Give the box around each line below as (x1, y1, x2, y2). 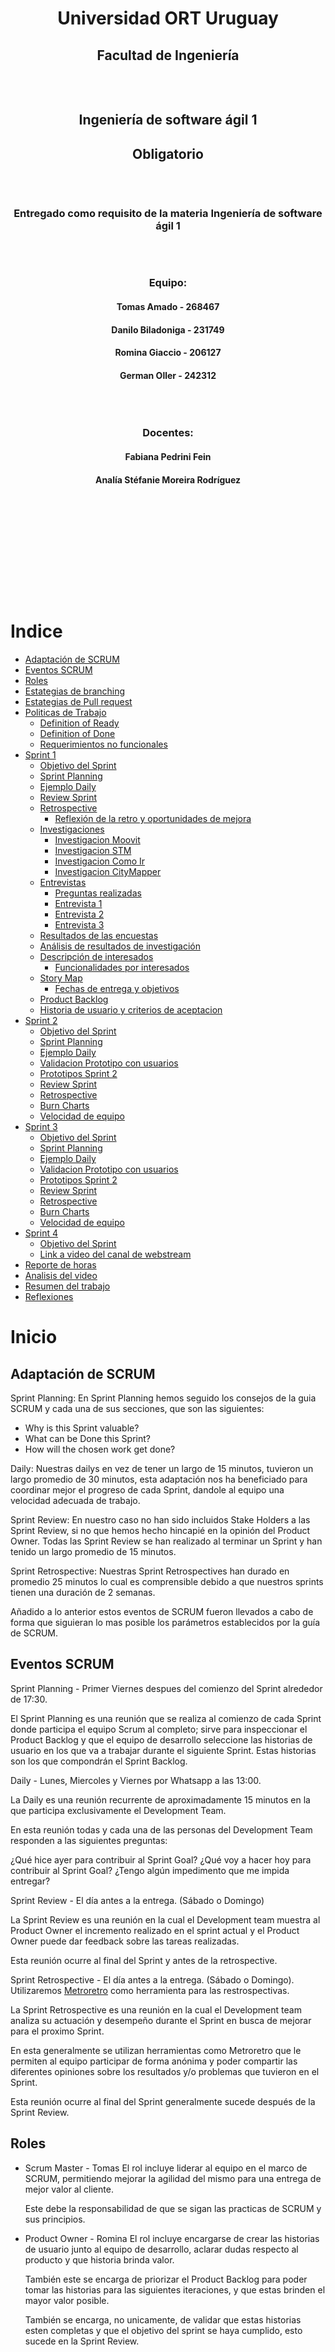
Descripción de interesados (39, 951, 154, 963)
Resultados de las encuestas (39, 930, 159, 942)
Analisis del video (24, 1270, 98, 1282)
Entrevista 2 (54, 908, 105, 921)
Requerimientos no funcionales (39, 738, 168, 751)
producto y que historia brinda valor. (24, 2253, 175, 2266)
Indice (10, 620, 63, 643)
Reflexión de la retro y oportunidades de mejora (54, 813, 252, 825)
